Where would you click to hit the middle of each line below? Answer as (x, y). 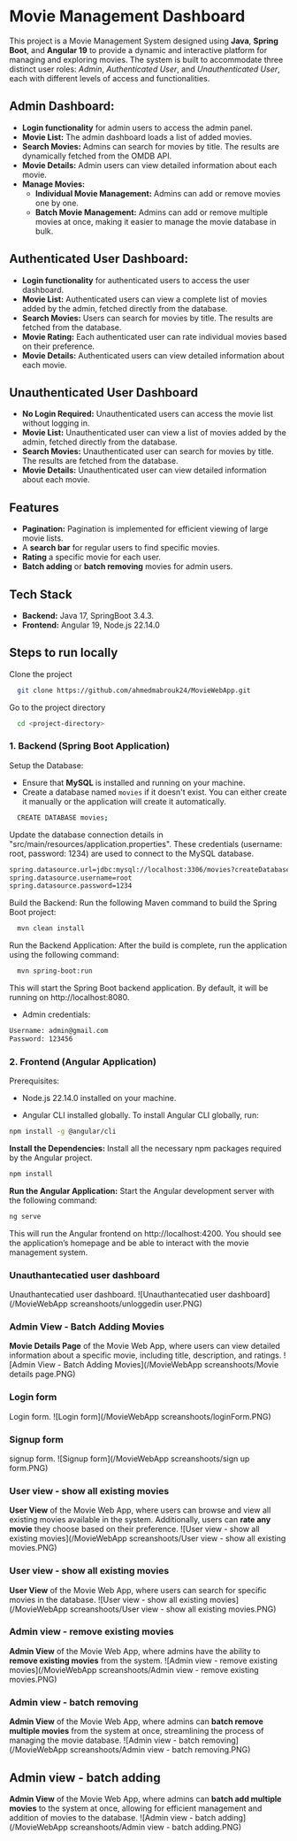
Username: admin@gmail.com (59, 1031)
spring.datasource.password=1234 (71, 886)
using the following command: (64, 955)
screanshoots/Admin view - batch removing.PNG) (160, 1750)
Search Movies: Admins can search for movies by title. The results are (151, 146)
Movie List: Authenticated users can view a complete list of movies (145, 299)
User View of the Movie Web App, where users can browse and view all (140, 1510)
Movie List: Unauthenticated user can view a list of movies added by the (154, 433)
